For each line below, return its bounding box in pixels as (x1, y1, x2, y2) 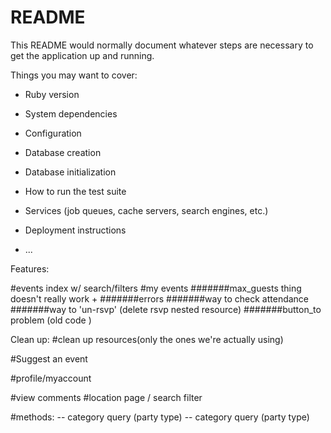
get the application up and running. (10, 49, 155, 61)
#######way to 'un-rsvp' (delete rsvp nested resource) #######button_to (10, 303, 322, 315)
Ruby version (24, 88, 80, 100)
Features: (10, 262, 50, 275)
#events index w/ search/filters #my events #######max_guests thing (10, 282, 302, 294)
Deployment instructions (24, 224, 127, 236)
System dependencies (24, 107, 118, 120)
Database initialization (24, 166, 117, 178)
